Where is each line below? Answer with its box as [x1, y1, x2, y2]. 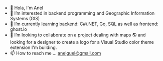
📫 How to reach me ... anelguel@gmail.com [10, 50, 101, 56]
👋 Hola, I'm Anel [10, 5, 44, 11]
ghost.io [10, 26, 27, 32]
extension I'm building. [10, 44, 57, 50]
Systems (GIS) [10, 16, 40, 21]
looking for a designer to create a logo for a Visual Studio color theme [10, 39, 154, 45]
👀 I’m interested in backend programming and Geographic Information [10, 10, 155, 16]
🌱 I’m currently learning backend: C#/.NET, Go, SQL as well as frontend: [10, 21, 159, 27]
